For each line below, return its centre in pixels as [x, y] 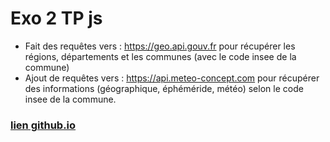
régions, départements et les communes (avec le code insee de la [160, 56]
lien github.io [43, 125]
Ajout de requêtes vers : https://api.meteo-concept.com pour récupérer [172, 78]
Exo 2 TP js [56, 18]
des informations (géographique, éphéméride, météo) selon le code [164, 88]
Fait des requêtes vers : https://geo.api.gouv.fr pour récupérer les [160, 46]
